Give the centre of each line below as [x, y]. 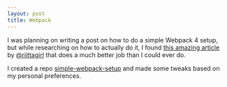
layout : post [26, 14]
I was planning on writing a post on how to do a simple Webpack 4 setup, [113, 40]
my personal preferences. [44, 76]
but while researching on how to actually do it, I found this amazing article [113, 47]
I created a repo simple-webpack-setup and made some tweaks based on [113, 68]
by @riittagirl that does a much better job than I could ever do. [97, 55]
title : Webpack [29, 20]
